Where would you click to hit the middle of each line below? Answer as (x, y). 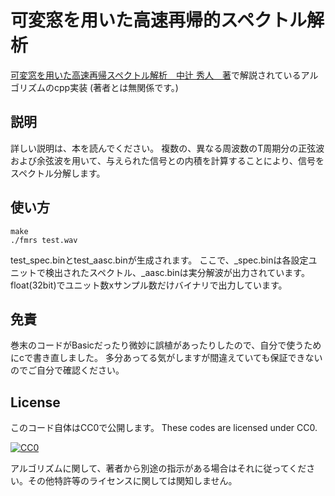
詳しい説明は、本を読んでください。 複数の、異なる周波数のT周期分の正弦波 (167, 148)
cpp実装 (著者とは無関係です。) (116, 87)
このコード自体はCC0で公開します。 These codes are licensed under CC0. (164, 428)
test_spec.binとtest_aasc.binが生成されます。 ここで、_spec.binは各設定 (159, 260)
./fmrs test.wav (44, 240)
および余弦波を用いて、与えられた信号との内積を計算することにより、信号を (167, 160)
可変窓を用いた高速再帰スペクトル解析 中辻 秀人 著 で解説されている (156, 75)
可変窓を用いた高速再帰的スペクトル (159, 20)
